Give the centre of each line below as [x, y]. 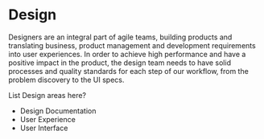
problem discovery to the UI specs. [66, 80]
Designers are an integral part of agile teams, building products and [120, 37]
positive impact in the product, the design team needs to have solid [120, 63]
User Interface [44, 128]
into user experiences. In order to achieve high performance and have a [127, 54]
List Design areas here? [47, 95]
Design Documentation [58, 111]
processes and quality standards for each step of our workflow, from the [129, 71]
